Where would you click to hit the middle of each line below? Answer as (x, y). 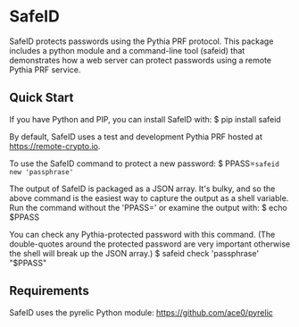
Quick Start (42, 98)
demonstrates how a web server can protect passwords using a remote (141, 60)
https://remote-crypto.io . (55, 146)
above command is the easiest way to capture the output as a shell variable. (149, 197)
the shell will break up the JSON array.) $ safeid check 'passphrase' (134, 253)
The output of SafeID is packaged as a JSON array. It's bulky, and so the (142, 189)
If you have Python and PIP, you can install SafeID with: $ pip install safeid (145, 119)
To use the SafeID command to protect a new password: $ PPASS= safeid (144, 163)
